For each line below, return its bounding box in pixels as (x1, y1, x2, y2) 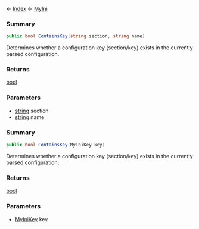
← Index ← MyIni (6, 5, 48, 12)
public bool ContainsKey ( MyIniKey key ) (6, 142, 105, 148)
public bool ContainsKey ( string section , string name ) (6, 33, 145, 39)
